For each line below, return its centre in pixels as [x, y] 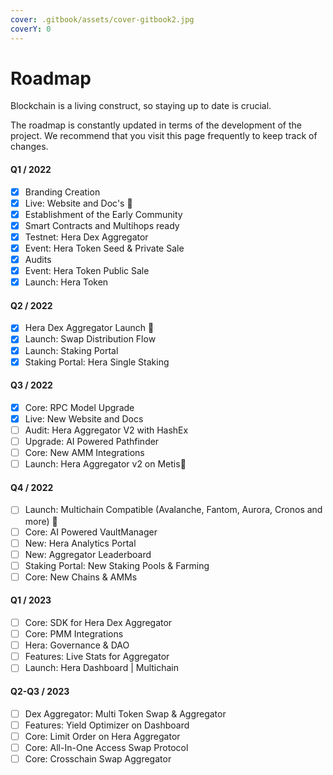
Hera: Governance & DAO [77, 645]
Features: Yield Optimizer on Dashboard [107, 725]
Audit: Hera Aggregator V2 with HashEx [106, 430]
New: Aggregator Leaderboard [88, 554]
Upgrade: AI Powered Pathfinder [92, 442]
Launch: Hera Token [66, 282]
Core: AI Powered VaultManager [91, 532]
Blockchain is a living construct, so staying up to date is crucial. [141, 106]
